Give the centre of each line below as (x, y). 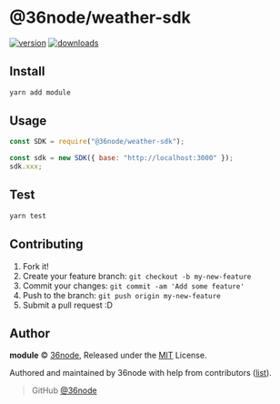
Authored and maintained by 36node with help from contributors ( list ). (141, 373)
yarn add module (40, 92)
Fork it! (36, 266)
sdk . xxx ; (26, 167)
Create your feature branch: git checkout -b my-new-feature (137, 276)
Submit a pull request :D (68, 305)
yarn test (28, 216)
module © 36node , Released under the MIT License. (108, 355)
